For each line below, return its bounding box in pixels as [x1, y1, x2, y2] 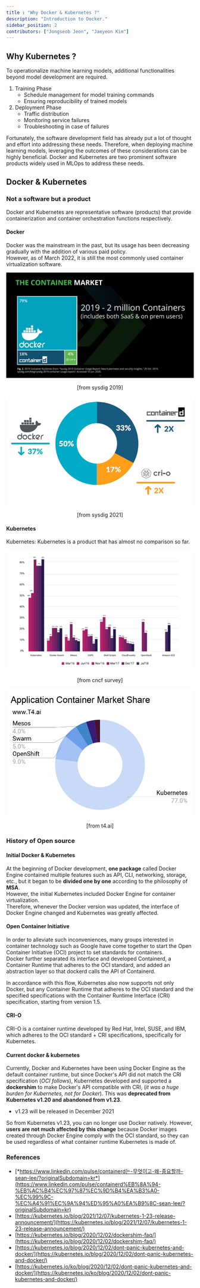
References [6, 1153, 40, 1162]
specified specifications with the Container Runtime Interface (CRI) [6, 992, 170, 999]
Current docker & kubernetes [6, 1051, 80, 1059]
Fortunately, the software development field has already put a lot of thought [6, 135, 192, 142]
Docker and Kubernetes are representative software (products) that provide [6, 209, 192, 216]
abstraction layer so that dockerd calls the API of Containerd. [6, 967, 156, 975]
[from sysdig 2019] [77, 384, 123, 391]
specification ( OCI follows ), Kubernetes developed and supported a [6, 1077, 171, 1084]
